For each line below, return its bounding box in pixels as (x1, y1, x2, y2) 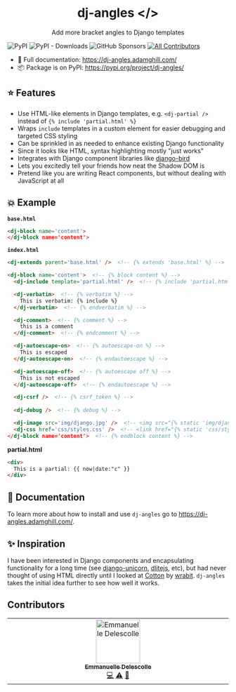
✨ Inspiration (7, 538, 65, 550)
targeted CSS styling (17, 131, 78, 140)
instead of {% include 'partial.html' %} (17, 117, 137, 125)
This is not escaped (20, 374, 80, 382)
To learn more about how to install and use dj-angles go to (7, 510, 178, 519)
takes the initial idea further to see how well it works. (7, 578, 160, 587)
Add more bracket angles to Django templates (51, 28, 185, 36)
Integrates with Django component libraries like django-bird (17, 154, 190, 162)
